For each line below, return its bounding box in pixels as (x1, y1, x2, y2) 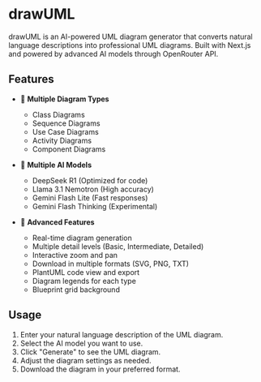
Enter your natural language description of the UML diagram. (19, 329, 224, 339)
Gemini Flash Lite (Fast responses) (32, 192, 148, 203)
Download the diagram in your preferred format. (19, 364, 181, 374)
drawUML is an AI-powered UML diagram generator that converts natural (8, 32, 253, 41)
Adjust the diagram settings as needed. (19, 355, 152, 365)
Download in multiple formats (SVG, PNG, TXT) (32, 259, 189, 268)
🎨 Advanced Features (19, 217, 95, 227)
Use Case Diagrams (32, 127, 99, 136)
